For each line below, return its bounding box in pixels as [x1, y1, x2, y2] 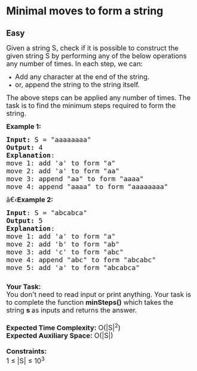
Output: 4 [6, 143, 43, 152]
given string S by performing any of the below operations [6, 52, 187, 60]
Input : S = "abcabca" [6, 209, 88, 217]
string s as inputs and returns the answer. [6, 306, 137, 314]
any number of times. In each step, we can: [6, 60, 143, 68]
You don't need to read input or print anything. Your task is [6, 290, 192, 299]
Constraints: [6, 347, 47, 355]
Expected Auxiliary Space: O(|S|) [6, 332, 113, 340]
